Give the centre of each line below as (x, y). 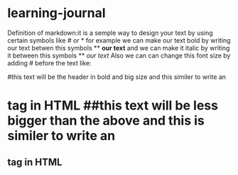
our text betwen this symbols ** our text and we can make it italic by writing (119, 48)
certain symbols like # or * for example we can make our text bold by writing (119, 40)
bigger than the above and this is (106, 121)
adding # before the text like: (50, 63)
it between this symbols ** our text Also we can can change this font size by (119, 55)
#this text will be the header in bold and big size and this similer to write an (117, 77)
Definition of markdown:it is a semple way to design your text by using (110, 33)
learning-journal (56, 13)
